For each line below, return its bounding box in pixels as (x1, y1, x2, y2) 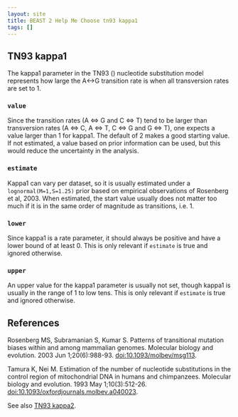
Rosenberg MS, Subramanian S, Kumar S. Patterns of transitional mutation (7, 336, 225, 344)
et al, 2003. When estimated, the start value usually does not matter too (7, 194, 217, 202)
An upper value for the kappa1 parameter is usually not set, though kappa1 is (7, 281, 231, 289)
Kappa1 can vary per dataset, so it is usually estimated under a (7, 179, 190, 187)
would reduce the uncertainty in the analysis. (7, 147, 139, 155)
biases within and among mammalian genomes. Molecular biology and (7, 344, 214, 352)
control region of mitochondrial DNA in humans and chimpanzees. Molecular (7, 372, 232, 381)
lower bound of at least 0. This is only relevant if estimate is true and (7, 242, 208, 250)
